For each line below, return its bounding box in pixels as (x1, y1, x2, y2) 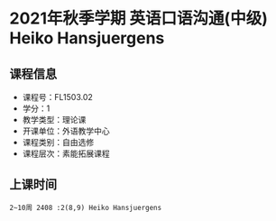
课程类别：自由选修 (22, 137, 95, 147)
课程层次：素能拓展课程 (22, 148, 110, 159)
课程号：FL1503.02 (22, 92, 93, 102)
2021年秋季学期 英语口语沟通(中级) (9, 8, 268, 29)
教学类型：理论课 (22, 115, 87, 124)
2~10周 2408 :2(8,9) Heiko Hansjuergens (9, 203, 162, 212)
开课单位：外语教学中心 (22, 125, 110, 136)
